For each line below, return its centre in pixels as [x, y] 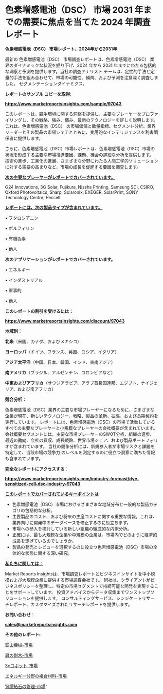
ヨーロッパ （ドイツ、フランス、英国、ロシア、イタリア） [62, 351]
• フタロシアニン [22, 218]
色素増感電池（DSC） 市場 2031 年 [74, 10]
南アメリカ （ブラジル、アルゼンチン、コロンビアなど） [60, 372]
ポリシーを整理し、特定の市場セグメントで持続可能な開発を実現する [86, 586]
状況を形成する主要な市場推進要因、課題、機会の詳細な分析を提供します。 [80, 155]
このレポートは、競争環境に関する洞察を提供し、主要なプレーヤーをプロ [77, 114]
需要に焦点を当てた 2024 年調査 [86, 22]
